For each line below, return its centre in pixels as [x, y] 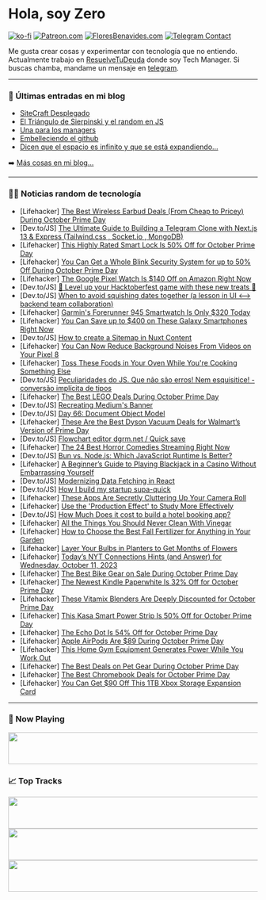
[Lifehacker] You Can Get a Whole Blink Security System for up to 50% [135, 262]
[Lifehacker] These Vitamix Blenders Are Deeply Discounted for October [137, 599]
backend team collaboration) [66, 304]
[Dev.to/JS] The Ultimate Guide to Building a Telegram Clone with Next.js [138, 228]
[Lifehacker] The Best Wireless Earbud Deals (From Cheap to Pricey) [131, 211]
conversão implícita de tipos [66, 388]
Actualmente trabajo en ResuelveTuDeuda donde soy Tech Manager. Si [124, 59]
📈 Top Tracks [35, 780]
